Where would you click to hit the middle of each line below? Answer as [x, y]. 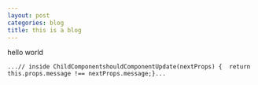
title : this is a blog [44, 30]
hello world [26, 53]
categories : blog [36, 23]
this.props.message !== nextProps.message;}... [87, 74]
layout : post [29, 15]
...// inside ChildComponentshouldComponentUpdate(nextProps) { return [129, 67]
